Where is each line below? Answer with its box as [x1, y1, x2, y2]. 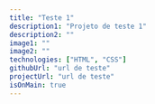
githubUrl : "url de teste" [9, 64, 111, 73]
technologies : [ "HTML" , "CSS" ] [9, 55, 127, 64]
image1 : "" [9, 38, 50, 48]
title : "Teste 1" [9, 13, 75, 23]
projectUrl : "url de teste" [9, 72, 115, 81]
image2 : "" [9, 47, 50, 56]
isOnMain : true [9, 80, 67, 90]
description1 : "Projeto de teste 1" [9, 22, 147, 31]
